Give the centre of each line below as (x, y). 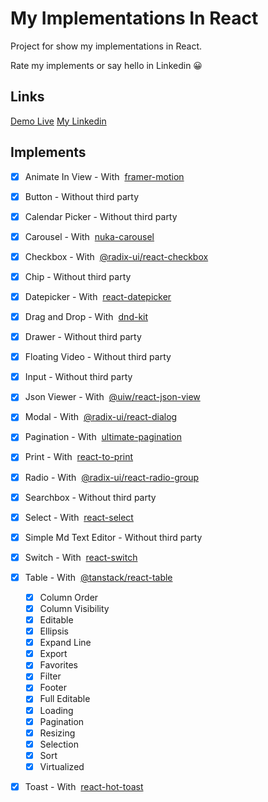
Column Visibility (74, 608)
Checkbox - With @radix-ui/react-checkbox (116, 256)
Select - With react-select (79, 517)
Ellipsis (54, 631)
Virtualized (62, 766)
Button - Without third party (82, 196)
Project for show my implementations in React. (106, 46)
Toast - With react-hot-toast (84, 786)
